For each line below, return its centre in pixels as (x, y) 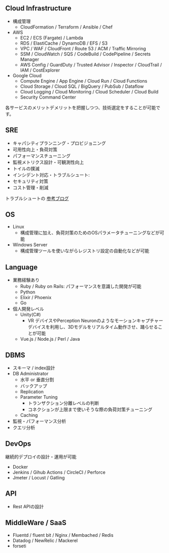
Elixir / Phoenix (36, 298)
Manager (30, 59)
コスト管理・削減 (30, 187)
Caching (29, 415)
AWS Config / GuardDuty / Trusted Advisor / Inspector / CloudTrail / (91, 64)
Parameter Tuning (39, 397)
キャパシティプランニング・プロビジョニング (59, 143)
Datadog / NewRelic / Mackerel (45, 540)
